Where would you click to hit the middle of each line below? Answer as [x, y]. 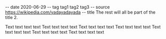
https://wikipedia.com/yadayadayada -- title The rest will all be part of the [80, 12]
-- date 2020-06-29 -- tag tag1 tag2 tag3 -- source [57, 7]
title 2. [12, 17]
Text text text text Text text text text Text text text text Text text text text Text [83, 27]
